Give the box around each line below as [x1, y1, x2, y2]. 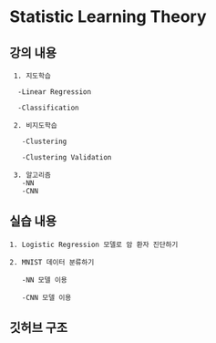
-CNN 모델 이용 [21, 293, 72, 302]
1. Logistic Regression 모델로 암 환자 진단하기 [9, 240, 179, 249]
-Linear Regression [17, 88, 92, 97]
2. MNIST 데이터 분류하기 [9, 257, 95, 266]
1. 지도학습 [13, 71, 52, 80]
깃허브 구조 [9, 320, 68, 336]
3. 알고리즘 [13, 171, 52, 180]
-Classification [17, 103, 79, 112]
